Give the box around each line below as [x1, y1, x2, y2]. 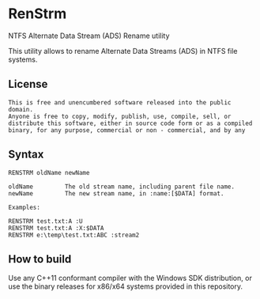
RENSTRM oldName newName [8, 168, 90, 176]
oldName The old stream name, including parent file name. [8, 183, 236, 191]
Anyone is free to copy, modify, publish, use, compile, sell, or [8, 112, 232, 120]
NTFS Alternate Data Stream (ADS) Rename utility [8, 31, 170, 40]
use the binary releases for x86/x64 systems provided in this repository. [8, 282, 243, 291]
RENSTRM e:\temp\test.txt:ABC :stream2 [8, 231, 140, 239]
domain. [8, 105, 34, 113]
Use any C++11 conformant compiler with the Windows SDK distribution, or [8, 274, 253, 283]
